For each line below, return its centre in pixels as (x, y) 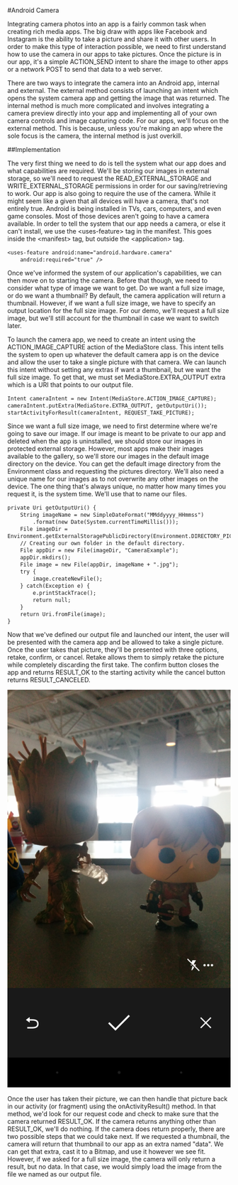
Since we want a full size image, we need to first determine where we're (113, 426)
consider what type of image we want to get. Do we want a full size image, (116, 288)
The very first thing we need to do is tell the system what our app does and (117, 163)
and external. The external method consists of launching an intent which (113, 91)
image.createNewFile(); (68, 579)
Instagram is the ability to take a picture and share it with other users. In (112, 39)
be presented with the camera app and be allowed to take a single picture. (116, 642)
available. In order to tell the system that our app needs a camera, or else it (117, 224)
